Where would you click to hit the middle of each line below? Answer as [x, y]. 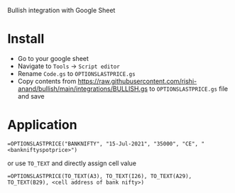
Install [26, 39]
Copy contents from [47, 81]
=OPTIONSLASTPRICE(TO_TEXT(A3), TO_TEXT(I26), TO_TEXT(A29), [100, 176]
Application [42, 125]
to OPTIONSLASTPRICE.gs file [188, 89]
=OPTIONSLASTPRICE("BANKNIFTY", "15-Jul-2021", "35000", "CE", [103, 144]
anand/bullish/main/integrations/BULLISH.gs [82, 89]
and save [31, 96]
